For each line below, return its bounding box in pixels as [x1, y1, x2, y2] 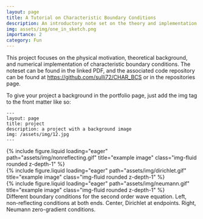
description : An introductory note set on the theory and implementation [6, 20, 198, 26]
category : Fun [6, 37, 43, 43]
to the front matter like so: [6, 98, 71, 106]
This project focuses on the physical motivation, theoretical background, [6, 54, 188, 61]
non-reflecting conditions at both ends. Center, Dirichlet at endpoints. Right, [6, 199, 196, 206]
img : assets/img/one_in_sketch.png [6, 26, 97, 32]
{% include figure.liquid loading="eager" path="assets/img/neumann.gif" [6, 180, 190, 187]
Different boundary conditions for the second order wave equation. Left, [6, 193, 187, 200]
